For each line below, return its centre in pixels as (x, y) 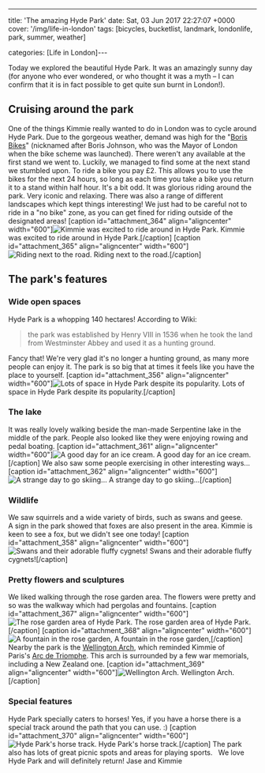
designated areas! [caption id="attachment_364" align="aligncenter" (120, 221)
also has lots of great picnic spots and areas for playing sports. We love (126, 752)
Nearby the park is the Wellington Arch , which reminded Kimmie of (117, 647)
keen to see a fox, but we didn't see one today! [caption (99, 534)
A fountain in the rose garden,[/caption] (178, 639)
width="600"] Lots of (127, 383)
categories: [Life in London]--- (58, 53)
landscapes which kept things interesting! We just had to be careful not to (128, 204)
